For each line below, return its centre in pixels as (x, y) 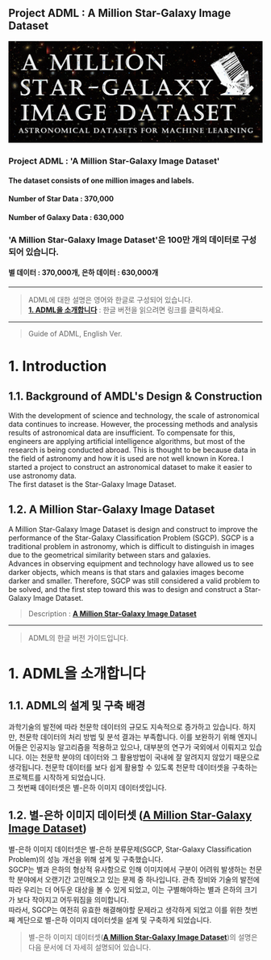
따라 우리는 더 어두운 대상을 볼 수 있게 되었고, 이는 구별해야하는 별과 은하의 (125, 890)
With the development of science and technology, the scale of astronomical (134, 415)
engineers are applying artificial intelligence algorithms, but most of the (127, 441)
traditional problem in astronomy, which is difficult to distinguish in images (131, 546)
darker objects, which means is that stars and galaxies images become (126, 572)
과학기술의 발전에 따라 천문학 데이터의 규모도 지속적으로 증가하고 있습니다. (125, 726)
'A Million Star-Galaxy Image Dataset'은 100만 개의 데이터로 (124, 239)
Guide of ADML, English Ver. (75, 333)
